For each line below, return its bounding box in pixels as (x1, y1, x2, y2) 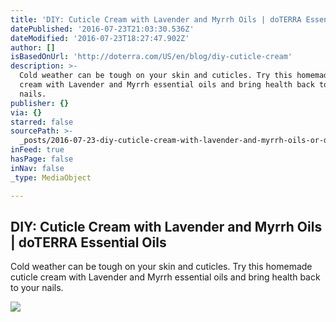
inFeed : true (10, 145, 65, 155)
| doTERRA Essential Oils (10, 234, 167, 251)
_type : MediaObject (10, 172, 92, 183)
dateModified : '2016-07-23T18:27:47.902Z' (10, 33, 190, 43)
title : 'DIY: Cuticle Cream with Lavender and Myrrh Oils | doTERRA (10, 14, 302, 25)
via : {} (10, 107, 43, 118)
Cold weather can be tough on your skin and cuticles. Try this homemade (10, 261, 313, 273)
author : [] (10, 42, 56, 53)
